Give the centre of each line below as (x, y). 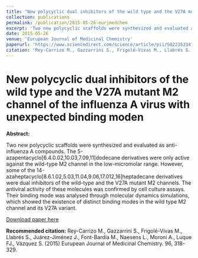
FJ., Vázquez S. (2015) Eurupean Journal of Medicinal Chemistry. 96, (89, 243)
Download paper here (32, 219)
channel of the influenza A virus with (98, 104)
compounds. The (56, 151)
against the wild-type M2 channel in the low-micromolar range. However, (95, 164)
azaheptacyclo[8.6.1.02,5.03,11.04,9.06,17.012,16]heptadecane (80, 176)
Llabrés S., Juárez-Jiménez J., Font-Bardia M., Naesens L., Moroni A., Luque (99, 237)
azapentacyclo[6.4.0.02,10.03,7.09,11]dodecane (63, 157)
